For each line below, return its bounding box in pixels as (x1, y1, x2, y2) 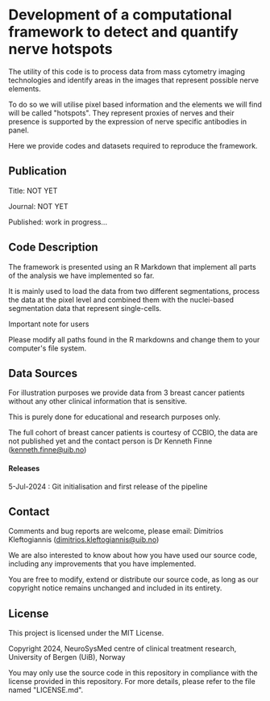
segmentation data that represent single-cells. (8, 303, 162, 313)
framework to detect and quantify (8, 23, 239, 41)
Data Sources (8, 366, 78, 380)
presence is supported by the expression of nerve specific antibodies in (8, 116, 247, 126)
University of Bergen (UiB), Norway (8, 653, 126, 662)
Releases (8, 463, 40, 473)
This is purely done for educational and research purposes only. (8, 412, 221, 422)
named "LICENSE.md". (8, 685, 84, 695)
